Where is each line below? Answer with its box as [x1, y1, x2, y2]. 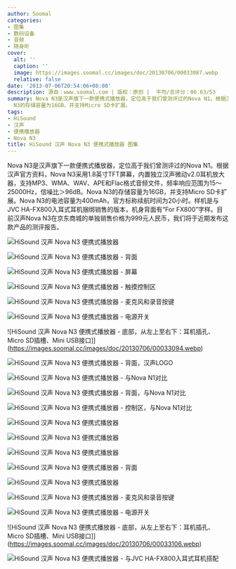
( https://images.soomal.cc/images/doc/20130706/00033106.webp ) [7, 539, 202, 549]
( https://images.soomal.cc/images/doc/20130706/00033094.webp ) [7, 344, 204, 352]
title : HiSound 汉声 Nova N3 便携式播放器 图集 [7, 141, 138, 148]
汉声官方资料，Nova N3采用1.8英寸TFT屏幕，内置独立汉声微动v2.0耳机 [7, 170, 213, 179]
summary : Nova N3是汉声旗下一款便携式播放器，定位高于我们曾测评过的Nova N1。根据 [7, 96, 226, 103]
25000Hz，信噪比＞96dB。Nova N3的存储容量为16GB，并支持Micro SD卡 [7, 188, 221, 196]
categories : [7, 17, 42, 24]
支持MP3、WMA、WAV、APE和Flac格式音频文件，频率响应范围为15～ [19, 179, 223, 187]
